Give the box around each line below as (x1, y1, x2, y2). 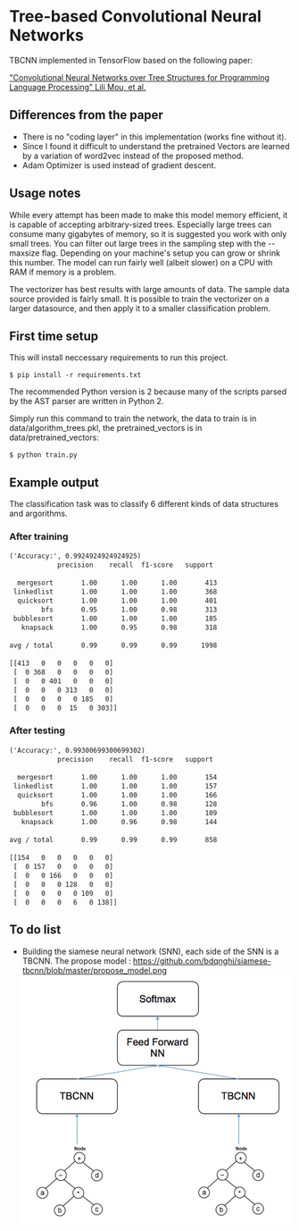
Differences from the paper (9, 107, 163, 122)
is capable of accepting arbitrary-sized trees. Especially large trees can (9, 219, 272, 230)
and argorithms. (9, 508, 68, 519)
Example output (9, 475, 100, 490)
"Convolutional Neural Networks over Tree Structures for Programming (9, 72, 270, 82)
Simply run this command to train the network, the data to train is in (9, 413, 257, 424)
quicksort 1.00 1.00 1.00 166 (17, 790, 218, 799)
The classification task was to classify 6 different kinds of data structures (9, 499, 279, 510)
